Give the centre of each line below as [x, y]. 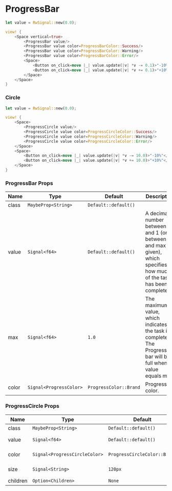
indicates [156, 325]
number [155, 220]
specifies [156, 265]
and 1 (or [156, 233]
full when [156, 363]
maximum [157, 305]
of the [152, 278]
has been [156, 284]
